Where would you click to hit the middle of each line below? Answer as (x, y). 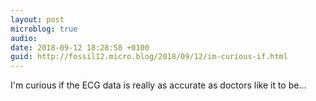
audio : (24, 38)
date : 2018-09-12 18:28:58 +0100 (80, 47)
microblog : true (44, 29)
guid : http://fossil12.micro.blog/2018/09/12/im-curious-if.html (149, 57)
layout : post (37, 19)
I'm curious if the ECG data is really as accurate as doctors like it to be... (158, 85)
